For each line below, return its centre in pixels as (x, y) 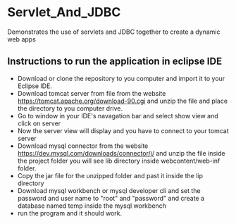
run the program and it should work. (70, 213)
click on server (39, 123)
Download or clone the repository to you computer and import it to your (121, 78)
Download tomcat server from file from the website (92, 93)
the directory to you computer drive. (70, 108)
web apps (22, 39)
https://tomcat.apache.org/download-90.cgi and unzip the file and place (122, 101)
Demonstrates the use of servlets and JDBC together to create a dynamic (114, 32)
